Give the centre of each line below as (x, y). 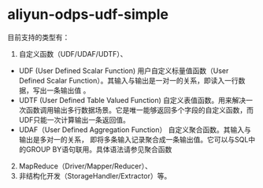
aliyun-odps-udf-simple (88, 15)
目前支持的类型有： (39, 37)
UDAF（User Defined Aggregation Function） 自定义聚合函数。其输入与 (135, 129)
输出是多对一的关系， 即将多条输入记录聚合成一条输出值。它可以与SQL (133, 139)
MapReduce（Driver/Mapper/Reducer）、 (85, 166)
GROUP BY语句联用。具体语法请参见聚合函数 (99, 149)
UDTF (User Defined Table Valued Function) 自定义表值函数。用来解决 (132, 100)
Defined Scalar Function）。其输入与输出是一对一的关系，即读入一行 (128, 80)
